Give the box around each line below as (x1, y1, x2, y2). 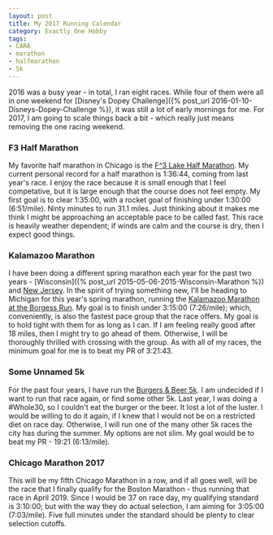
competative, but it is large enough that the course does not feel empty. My (8, 186, 261, 196)
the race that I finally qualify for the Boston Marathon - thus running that (8, 484, 249, 494)
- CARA (8, 42, 31, 50)
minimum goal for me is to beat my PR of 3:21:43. (8, 346, 173, 356)
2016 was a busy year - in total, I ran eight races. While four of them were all (8, 87, 264, 97)
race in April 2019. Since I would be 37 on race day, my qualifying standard (8, 493, 259, 502)
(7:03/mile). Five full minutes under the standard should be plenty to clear (8, 510, 255, 520)
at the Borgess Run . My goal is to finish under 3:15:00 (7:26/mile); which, (8, 302, 252, 313)
